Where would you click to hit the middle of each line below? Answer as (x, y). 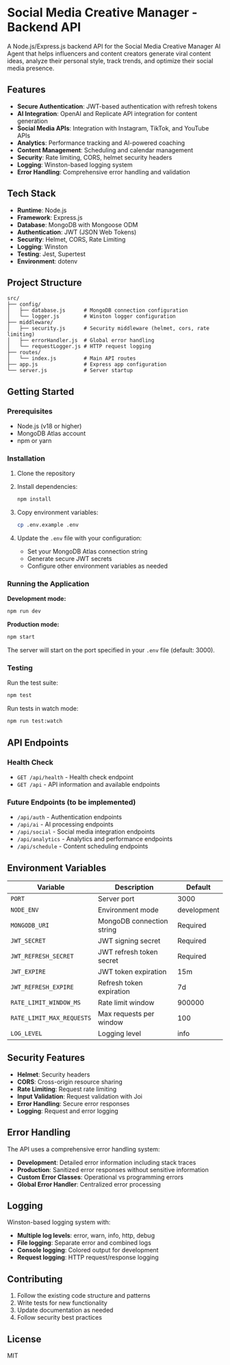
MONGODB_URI (30, 925)
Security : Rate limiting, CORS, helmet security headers (94, 157)
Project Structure (44, 283)
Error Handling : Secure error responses (73, 1103)
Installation (26, 458)
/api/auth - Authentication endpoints (69, 817)
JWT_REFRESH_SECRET (42, 956)
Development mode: (37, 599)
